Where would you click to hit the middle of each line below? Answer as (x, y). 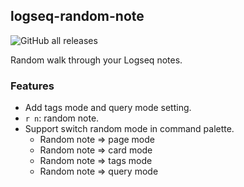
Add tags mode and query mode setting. (108, 108)
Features (32, 86)
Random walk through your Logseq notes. (96, 60)
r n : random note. (62, 118)
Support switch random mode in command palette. (129, 129)
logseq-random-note (77, 16)
